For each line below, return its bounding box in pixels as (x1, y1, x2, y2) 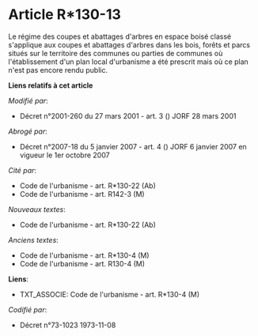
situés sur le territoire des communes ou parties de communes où (8, 48, 223, 58)
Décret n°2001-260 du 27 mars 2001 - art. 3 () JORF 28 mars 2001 (19, 111, 237, 120)
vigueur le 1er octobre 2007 (19, 150, 110, 160)
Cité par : (8, 165, 37, 175)
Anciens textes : (8, 235, 59, 244)
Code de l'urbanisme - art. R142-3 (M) (19, 189, 145, 198)
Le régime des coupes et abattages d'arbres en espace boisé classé (8, 32, 232, 41)
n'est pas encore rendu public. (8, 65, 108, 74)
